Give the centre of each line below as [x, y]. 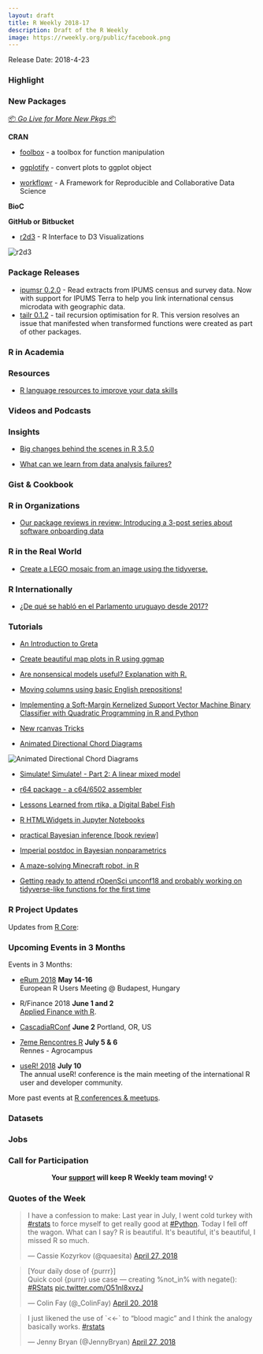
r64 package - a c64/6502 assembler [81, 790]
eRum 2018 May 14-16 [56, 979]
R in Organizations [44, 506]
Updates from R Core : [43, 927]
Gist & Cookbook [41, 485]
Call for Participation [48, 1160]
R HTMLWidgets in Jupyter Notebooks [82, 820]
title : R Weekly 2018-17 [49, 23]
